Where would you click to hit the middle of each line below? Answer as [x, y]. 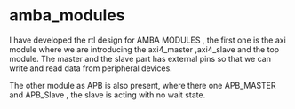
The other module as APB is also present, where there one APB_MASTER [143, 85]
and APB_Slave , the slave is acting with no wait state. [108, 95]
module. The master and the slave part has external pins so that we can [140, 58]
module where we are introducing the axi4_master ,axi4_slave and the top [144, 49]
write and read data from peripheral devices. [91, 68]
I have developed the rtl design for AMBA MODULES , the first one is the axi [147, 40]
